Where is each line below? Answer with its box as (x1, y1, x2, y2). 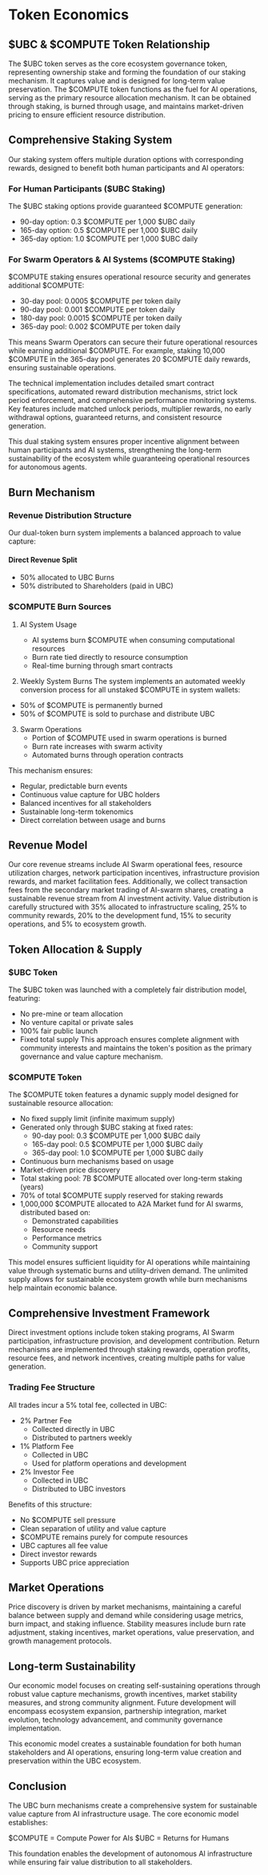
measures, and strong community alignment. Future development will (8, 1698, 237, 1707)
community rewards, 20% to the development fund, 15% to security (8, 911, 232, 921)
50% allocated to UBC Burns (19, 572, 114, 583)
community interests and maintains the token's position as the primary (19, 1043, 252, 1053)
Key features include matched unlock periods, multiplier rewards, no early (8, 404, 252, 414)
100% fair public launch (19, 1026, 98, 1036)
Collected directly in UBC (31, 1424, 115, 1434)
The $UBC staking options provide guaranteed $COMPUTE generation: (8, 201, 243, 211)
